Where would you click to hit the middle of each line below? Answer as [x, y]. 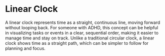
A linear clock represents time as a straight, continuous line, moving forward [83, 22]
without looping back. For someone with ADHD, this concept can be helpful [82, 27]
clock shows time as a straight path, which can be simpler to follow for [77, 43]
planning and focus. [25, 48]
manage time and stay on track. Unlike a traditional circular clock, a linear [80, 38]
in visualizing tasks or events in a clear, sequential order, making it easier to [82, 33]
